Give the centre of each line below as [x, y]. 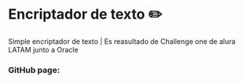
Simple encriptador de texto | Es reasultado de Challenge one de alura [122, 41]
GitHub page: [34, 70]
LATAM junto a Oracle [43, 49]
